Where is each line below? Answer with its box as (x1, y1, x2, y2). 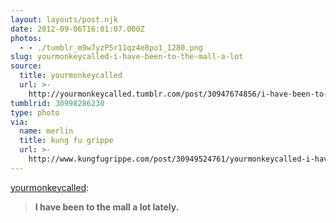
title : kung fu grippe (19, 136, 114, 146)
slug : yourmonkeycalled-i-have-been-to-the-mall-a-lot (10, 52, 244, 62)
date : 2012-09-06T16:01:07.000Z (10, 24, 145, 34)
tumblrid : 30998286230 (10, 98, 105, 108)
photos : (10, 33, 43, 43)
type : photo (10, 107, 60, 118)
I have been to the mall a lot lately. (34, 201, 180, 213)
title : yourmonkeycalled (19, 71, 123, 81)
